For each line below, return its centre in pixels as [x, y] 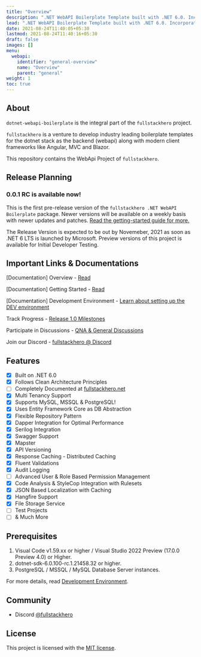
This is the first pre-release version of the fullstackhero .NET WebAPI [92, 208]
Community [29, 600]
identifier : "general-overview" [57, 62]
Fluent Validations [37, 463]
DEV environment [28, 307]
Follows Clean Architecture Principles [61, 382]
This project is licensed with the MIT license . [61, 647]
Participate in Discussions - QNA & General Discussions [75, 330]
